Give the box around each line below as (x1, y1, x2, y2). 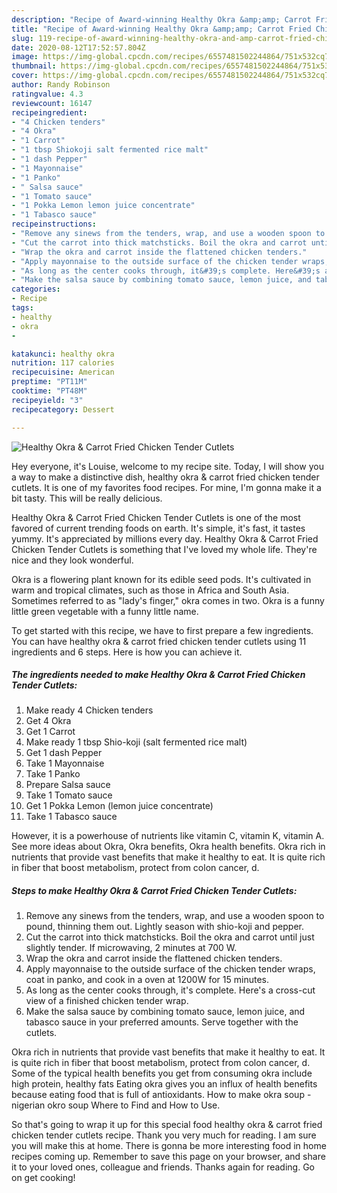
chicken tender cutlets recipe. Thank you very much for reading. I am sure (11, 1129, 317, 1141)
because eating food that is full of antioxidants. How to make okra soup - (11, 1089, 312, 1101)
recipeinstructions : (11, 219, 98, 230)
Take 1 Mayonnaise (25, 757, 105, 770)
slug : (11, 33, 34, 43)
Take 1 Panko (25, 768, 81, 780)
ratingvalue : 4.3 (11, 89, 84, 99)
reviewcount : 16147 (11, 98, 93, 108)
